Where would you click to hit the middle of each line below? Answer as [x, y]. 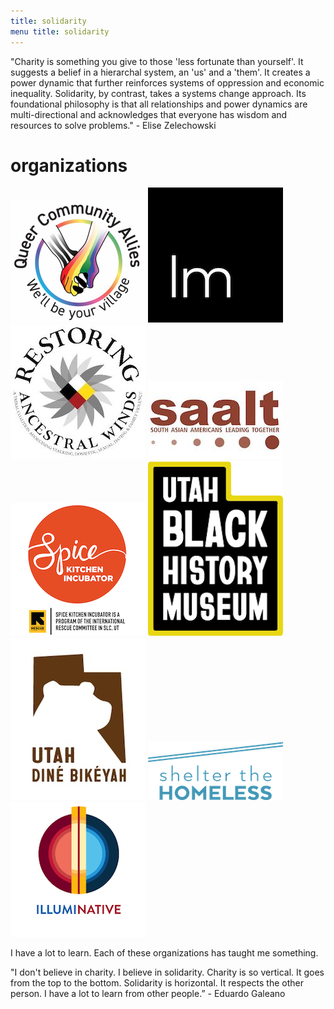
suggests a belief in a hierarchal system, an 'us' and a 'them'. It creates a [160, 72]
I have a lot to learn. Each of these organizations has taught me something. [164, 953]
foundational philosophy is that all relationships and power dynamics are [159, 104]
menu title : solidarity [60, 31]
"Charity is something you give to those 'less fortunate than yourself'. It [157, 61]
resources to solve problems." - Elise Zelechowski [113, 125]
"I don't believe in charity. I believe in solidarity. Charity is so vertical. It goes [167, 972]
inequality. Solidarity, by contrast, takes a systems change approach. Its [158, 93]
